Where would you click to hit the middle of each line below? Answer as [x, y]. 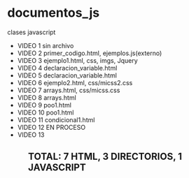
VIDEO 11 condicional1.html [56, 119]
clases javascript [31, 32]
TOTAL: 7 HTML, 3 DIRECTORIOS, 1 [105, 157]
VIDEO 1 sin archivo [45, 45]
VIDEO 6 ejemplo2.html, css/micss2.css [75, 82]
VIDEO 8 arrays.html [47, 97]
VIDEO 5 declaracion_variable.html [67, 75]
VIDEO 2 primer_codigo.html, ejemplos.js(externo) [90, 53]
